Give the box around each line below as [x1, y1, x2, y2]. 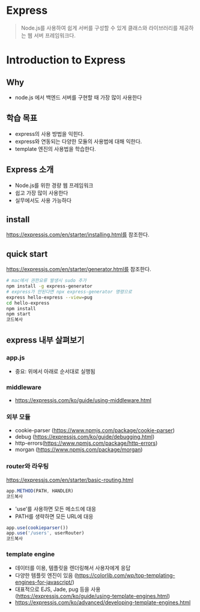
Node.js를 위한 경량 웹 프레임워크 [14, 182, 94, 189]
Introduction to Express [6, 54, 126, 67]
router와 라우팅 [6, 462, 49, 471]
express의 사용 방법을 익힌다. [14, 130, 85, 137]
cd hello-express [6, 300, 50, 306]
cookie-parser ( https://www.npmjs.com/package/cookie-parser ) [14, 427, 175, 434]
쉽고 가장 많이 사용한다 [14, 189, 68, 196]
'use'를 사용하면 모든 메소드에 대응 [14, 505, 97, 512]
